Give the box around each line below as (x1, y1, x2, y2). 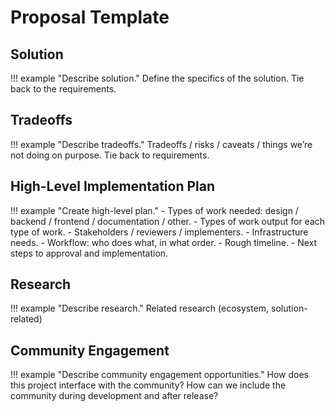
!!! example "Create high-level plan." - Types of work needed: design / (10, 204, 299, 216)
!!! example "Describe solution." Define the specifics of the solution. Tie (10, 72, 305, 84)
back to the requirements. (10, 83, 117, 95)
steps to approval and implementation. (10, 247, 169, 259)
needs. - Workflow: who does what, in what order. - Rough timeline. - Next (10, 236, 318, 248)
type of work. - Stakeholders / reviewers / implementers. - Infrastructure (10, 226, 309, 238)
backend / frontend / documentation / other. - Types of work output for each (10, 215, 326, 227)
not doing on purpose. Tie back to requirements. (10, 149, 210, 161)
